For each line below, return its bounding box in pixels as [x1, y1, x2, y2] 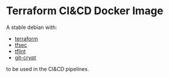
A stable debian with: [6, 24, 58, 31]
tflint [14, 47, 26, 54]
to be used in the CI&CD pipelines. [6, 65, 90, 72]
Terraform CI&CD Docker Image [6, 4, 164, 18]
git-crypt [14, 54, 37, 61]
